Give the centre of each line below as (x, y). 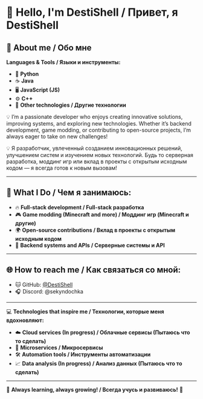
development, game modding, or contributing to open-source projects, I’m (99, 130)
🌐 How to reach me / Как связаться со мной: (94, 270)
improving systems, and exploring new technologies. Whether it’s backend (99, 123)
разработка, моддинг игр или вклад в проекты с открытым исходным (97, 161)
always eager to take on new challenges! (57, 136)
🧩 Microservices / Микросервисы (59, 347)
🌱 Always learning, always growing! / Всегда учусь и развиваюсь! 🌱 (95, 389)
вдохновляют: (25, 320)
